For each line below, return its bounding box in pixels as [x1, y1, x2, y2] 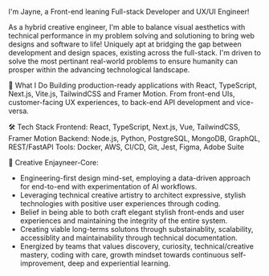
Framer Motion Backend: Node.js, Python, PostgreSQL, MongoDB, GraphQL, [8, 134, 261, 143]
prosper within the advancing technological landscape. [8, 65, 190, 75]
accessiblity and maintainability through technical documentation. [19, 233, 238, 242]
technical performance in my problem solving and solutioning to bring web [8, 31, 255, 40]
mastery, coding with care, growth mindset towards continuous [19, 250, 230, 259]
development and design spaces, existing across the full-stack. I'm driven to [8, 48, 261, 57]
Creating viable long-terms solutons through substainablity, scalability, [19, 225, 254, 233]
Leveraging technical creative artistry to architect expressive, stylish [19, 190, 247, 200]
